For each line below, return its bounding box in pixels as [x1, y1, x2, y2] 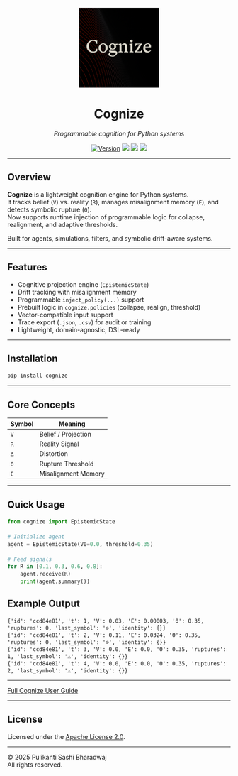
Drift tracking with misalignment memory [17, 288, 137, 296]
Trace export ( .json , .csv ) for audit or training [17, 317, 152, 327]
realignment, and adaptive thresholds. [7, 220, 118, 229]
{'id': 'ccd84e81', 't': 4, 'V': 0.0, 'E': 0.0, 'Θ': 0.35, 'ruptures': [7, 660, 227, 667]
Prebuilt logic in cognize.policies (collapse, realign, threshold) [17, 302, 201, 311]
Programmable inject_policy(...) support [17, 295, 144, 304]
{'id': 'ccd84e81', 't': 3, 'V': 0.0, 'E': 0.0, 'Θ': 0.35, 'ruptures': [7, 645, 227, 653]
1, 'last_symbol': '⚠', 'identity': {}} [7, 652, 129, 660]
